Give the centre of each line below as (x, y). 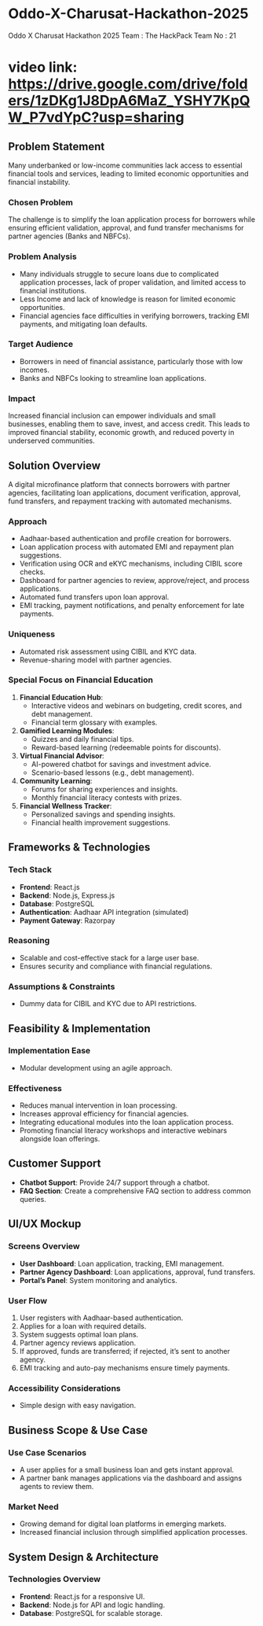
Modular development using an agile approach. (96, 1067)
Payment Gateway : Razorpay (67, 920)
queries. (33, 1199)
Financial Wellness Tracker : (66, 806)
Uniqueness (32, 634)
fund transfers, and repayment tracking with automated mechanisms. (120, 501)
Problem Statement (57, 146)
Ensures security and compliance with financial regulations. (116, 966)
